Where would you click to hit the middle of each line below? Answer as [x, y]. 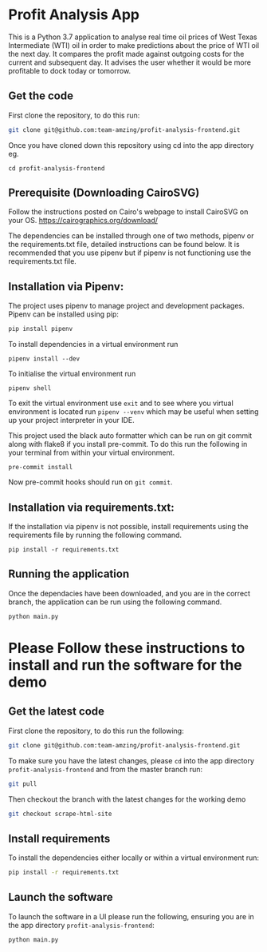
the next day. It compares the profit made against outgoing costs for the [126, 54]
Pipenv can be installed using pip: [64, 314]
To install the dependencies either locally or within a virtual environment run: [134, 858]
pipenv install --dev [44, 359]
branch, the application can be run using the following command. [115, 602]
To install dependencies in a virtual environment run [93, 345]
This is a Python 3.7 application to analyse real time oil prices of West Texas [133, 37]
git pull [23, 784]
